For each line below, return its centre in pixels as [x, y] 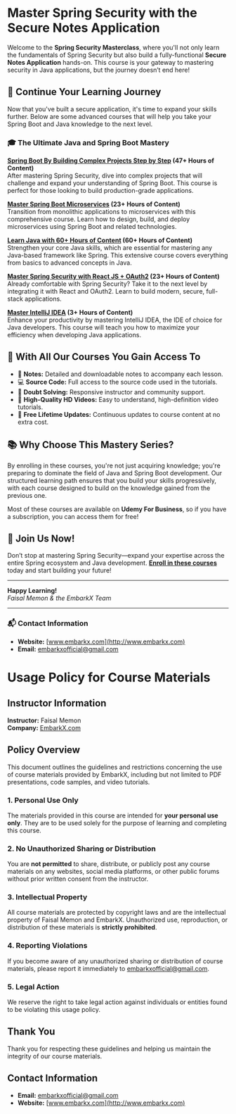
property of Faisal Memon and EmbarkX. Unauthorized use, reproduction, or [118, 920]
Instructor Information [57, 703]
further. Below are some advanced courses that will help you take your [110, 116]
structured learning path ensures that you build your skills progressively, [112, 480]
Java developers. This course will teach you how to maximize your [104, 327]
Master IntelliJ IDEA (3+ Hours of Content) [70, 313]
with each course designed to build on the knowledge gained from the [109, 488]
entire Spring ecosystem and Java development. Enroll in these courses [112, 563]
